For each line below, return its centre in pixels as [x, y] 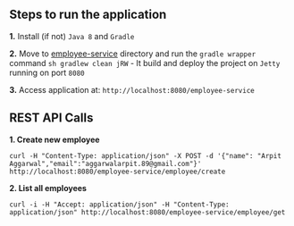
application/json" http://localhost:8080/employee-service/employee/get [147, 212]
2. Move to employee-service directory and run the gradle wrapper [133, 54]
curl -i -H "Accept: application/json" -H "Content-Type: [119, 205]
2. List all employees [48, 188]
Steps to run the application [88, 15]
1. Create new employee [55, 139]
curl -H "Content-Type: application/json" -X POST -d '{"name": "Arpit [145, 155]
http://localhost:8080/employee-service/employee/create [118, 172]
